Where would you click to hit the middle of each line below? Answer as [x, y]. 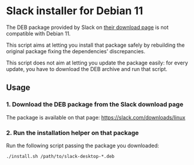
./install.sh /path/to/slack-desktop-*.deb [60, 156]
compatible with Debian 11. [38, 33]
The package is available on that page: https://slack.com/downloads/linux [96, 117]
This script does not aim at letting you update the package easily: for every [97, 63]
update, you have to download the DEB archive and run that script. [87, 69]
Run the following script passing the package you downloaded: [83, 145]
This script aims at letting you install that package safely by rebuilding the [96, 45]
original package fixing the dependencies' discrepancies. [76, 51]
